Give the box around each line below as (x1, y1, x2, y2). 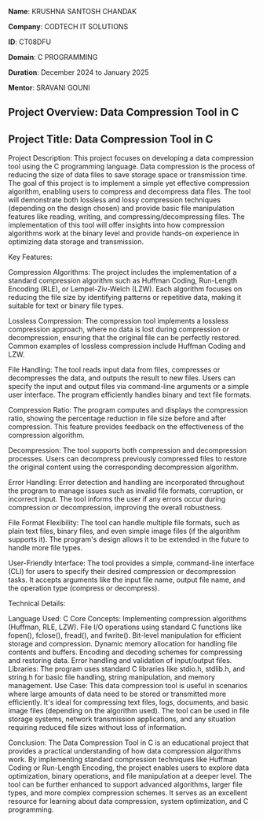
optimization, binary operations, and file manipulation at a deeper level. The (8, 772, 253, 781)
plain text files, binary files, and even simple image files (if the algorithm (8, 527, 241, 536)
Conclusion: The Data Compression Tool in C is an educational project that (8, 738, 250, 747)
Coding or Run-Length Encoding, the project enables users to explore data (8, 763, 250, 772)
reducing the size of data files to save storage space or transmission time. (8, 170, 247, 180)
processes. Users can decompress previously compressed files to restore (8, 454, 247, 464)
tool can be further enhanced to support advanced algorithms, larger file (8, 779, 243, 790)
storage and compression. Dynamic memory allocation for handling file (8, 639, 238, 649)
